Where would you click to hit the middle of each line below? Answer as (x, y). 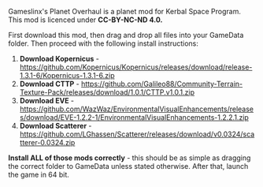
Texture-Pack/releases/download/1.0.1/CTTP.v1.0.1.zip (107, 92)
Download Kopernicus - (59, 59)
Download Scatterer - (56, 126)
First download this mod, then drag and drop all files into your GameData (126, 35)
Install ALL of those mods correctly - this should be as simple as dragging (130, 158)
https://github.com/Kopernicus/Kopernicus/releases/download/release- (136, 67)
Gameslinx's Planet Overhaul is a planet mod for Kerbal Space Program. (125, 11)
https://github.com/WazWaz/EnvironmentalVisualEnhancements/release (137, 109)
